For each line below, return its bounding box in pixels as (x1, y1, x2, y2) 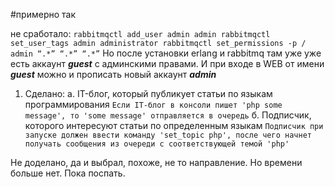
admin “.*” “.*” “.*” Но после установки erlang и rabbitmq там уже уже (10, 47, 322, 59)
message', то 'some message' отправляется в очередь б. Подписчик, (24, 109, 312, 121)
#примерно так (10, 9, 77, 20)
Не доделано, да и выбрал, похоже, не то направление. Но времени (10, 157, 303, 168)
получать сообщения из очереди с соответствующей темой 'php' (24, 139, 290, 149)
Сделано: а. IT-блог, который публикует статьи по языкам (24, 88, 273, 99)
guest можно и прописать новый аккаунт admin (10, 69, 217, 80)
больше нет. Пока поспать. (10, 167, 126, 179)
